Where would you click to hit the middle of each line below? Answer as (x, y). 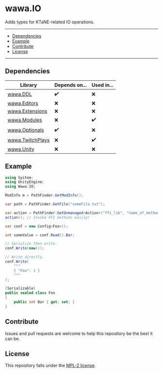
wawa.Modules (25, 120)
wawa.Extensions (27, 111)
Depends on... (71, 85)
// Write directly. (25, 257)
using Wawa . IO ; (20, 187)
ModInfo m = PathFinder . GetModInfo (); (44, 195)
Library (29, 85)
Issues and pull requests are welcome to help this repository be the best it (79, 333)
